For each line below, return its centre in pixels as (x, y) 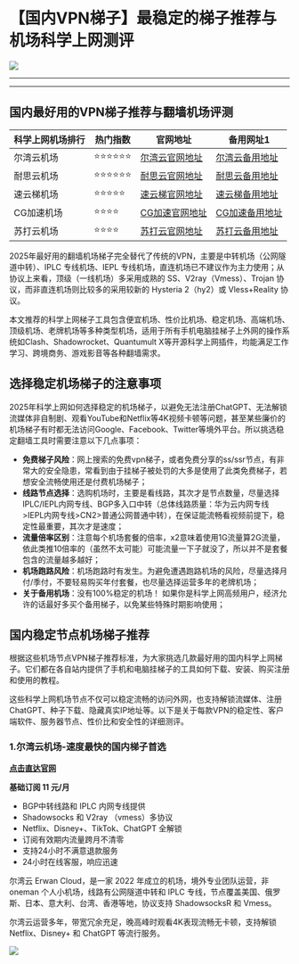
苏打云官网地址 (171, 231)
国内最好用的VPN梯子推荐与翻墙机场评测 (121, 112)
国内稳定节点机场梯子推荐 (79, 634)
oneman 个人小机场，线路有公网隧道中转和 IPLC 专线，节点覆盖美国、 (137, 892)
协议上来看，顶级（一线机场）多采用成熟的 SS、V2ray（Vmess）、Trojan (141, 278)
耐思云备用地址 (247, 177)
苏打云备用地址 (247, 231)
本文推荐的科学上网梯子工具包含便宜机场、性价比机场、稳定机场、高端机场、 (149, 319)
